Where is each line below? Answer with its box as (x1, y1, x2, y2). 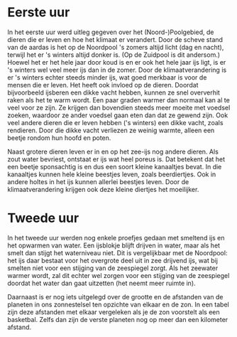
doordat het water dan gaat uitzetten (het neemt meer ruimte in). (7, 279, 197, 287)
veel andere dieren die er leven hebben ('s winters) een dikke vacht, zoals (7, 118, 224, 127)
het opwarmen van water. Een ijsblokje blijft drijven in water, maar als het (7, 241, 221, 250)
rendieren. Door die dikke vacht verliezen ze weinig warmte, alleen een (7, 126, 215, 134)
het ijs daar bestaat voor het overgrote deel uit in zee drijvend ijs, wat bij (7, 256, 219, 264)
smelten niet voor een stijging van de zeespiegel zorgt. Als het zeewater (7, 264, 219, 272)
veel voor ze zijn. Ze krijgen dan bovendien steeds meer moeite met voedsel (7, 103, 231, 112)
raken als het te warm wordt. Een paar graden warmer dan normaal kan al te (7, 95, 231, 104)
